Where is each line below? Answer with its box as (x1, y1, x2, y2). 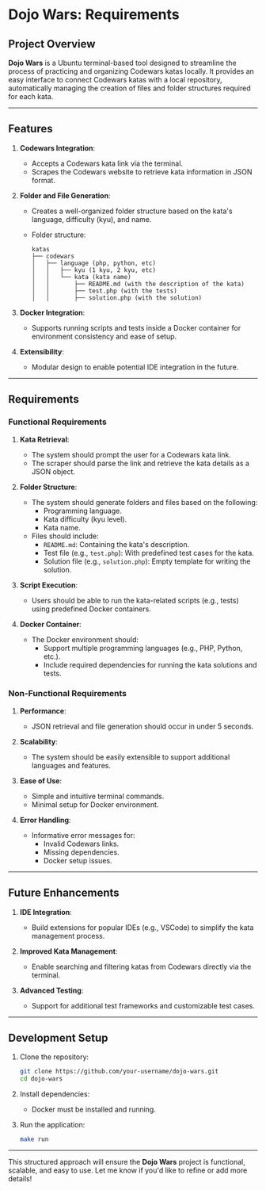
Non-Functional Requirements (8, 688, 127, 699)
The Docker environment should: (31, 634, 139, 644)
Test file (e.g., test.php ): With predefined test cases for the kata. (43, 548, 255, 557)
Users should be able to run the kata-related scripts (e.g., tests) (31, 595, 239, 605)
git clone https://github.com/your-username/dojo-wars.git (19, 1068, 219, 1076)
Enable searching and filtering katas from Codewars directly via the (31, 962, 252, 971)
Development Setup (8, 1031, 108, 1044)
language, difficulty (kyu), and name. (31, 214, 152, 224)
